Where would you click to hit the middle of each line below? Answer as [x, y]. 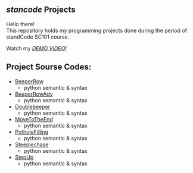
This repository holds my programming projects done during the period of [97, 30]
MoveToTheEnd [34, 119]
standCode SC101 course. [38, 37]
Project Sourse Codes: [49, 67]
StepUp [24, 157]
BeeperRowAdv [34, 94]
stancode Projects [41, 10]
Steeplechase [32, 144]
